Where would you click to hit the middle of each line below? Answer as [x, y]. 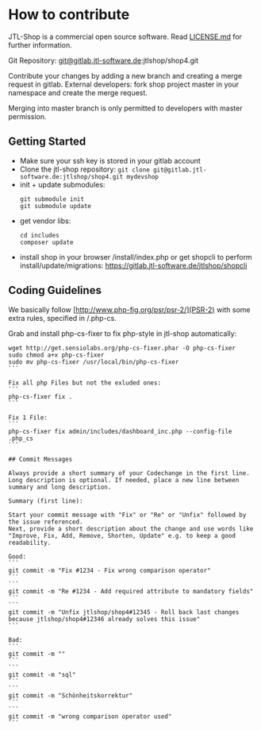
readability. [30, 543]
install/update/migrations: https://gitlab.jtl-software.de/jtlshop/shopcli [133, 265]
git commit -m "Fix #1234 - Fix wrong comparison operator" [110, 570]
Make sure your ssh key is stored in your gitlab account [110, 160]
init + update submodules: [62, 184]
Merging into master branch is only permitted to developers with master [125, 108]
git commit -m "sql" [42, 674]
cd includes [39, 235]
